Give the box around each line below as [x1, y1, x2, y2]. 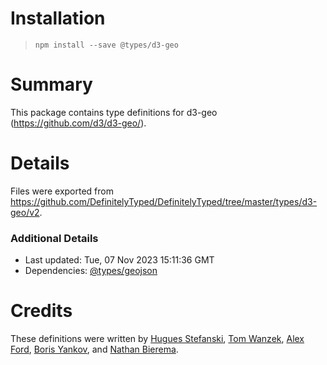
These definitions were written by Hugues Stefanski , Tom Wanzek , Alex [10, 333, 305, 345]
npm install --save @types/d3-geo [34, 40, 179, 50]
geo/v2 [10, 206, 40, 218]
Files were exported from [10, 185, 114, 197]
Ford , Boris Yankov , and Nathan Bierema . [10, 343, 179, 356]
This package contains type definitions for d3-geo [10, 106, 218, 118]
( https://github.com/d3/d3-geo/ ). [10, 117, 147, 129]
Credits [10, 300, 73, 322]
